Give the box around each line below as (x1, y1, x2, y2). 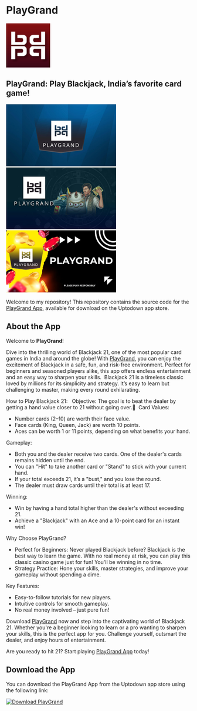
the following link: (6, 686, 49, 694)
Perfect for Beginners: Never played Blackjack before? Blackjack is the (14, 546, 185, 553)
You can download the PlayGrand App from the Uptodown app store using (6, 680, 186, 687)
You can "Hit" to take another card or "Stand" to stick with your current (14, 463, 186, 470)
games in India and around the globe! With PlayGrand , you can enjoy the (6, 355, 181, 362)
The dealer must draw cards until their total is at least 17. (14, 482, 151, 489)
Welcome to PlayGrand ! (6, 337, 64, 344)
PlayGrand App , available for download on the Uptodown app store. (6, 305, 169, 312)
